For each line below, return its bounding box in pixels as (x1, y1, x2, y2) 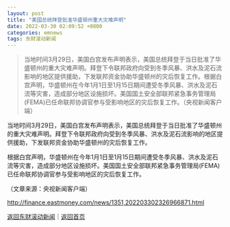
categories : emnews (7, 29, 63, 36)
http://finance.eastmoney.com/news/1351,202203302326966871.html (7, 198, 205, 206)
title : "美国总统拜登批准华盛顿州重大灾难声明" (7, 16, 127, 23)
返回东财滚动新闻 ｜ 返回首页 (7, 213, 86, 221)
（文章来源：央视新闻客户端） (7, 184, 91, 193)
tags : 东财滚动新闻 (7, 36, 57, 43)
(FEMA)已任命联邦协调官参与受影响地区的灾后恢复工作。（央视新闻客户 (23, 98, 222, 106)
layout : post (7, 10, 44, 17)
